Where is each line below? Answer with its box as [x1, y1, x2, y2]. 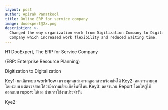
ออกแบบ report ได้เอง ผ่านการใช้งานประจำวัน [5, 89, 82, 95]
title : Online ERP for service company [5, 16, 88, 21]
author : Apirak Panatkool [5, 12, 59, 17]
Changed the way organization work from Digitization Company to [9, 30, 149, 35]
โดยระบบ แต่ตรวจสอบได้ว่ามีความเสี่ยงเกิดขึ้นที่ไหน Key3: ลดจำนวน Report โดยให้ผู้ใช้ [5, 83, 151, 89]
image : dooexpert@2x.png [5, 21, 57, 26]
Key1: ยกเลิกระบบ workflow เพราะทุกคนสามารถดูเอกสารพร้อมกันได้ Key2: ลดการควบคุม [5, 78, 157, 84]
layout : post [5, 7, 32, 12]
